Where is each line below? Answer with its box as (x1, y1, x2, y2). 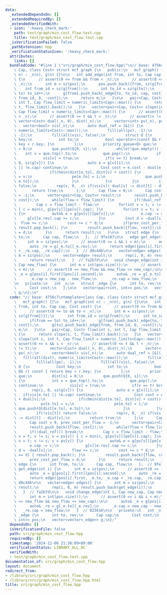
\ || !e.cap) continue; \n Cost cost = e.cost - (14, 165, 146, 170)
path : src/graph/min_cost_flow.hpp (9, 531, 83, 536)
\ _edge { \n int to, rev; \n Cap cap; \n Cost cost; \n (14, 513, 159, 518)
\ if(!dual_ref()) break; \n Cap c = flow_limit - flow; (14, 429, 162, 434)
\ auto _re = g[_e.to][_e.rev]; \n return (14, 244, 123, 249)
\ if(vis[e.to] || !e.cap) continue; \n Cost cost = (14, 392, 159, 397)
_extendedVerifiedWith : (9, 21, 59, 26)
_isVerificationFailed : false (9, 40, 72, 45)
